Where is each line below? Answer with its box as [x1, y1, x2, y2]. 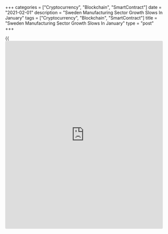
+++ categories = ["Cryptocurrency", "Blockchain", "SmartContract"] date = [5, 5, 162, 10]
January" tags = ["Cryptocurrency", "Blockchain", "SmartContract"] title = [5, 15, 157, 21]
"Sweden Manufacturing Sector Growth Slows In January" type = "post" [5, 20, 154, 26]
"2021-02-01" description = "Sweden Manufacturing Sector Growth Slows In [5, 10, 163, 16]
